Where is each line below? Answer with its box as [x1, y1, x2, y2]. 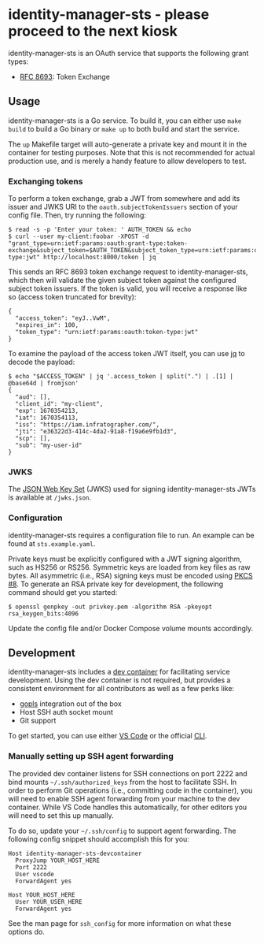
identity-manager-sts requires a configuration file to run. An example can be [8, 530, 255, 540]
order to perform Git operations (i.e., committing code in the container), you [8, 786, 253, 795]
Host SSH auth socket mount [19, 708, 114, 717]
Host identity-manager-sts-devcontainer [8, 849, 143, 857]
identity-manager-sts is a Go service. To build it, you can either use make [8, 116, 242, 125]
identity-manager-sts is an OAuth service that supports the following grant [8, 48, 249, 58]
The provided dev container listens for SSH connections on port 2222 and [8, 768, 247, 778]
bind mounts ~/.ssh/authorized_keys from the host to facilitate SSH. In [8, 777, 237, 786]
